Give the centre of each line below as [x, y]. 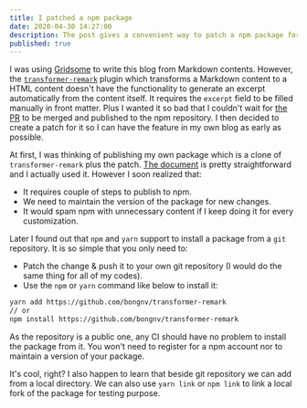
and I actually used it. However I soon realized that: [106, 174]
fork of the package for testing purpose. [85, 392]
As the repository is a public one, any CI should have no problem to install [148, 336]
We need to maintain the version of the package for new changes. [147, 202]
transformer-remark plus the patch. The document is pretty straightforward [151, 164]
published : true [40, 43]
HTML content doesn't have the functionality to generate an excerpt [138, 89]
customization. [51, 221]
